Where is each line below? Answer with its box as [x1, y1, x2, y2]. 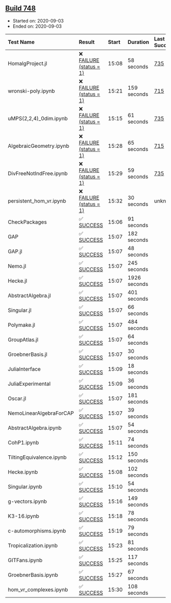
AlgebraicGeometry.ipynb [8, 142, 70, 149]
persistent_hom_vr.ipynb [8, 197, 66, 204]
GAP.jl [8, 248, 22, 255]
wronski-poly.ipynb [8, 87, 55, 94]
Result [78, 38, 95, 46]
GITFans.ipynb [8, 556, 43, 564]
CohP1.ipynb [8, 439, 39, 446]
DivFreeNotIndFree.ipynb [8, 170, 68, 177]
